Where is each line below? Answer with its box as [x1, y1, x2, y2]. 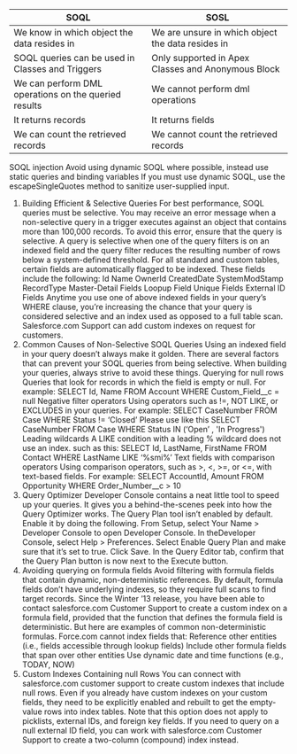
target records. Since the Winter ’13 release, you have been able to [21, 594, 265, 603]
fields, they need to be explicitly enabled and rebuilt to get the [21, 697, 248, 707]
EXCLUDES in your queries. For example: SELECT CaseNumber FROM [21, 405, 278, 416]
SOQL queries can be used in [13, 52, 135, 64]
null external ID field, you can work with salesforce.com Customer [21, 726, 263, 735]
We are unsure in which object [151, 27, 278, 38]
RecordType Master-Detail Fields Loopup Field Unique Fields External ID [21, 283, 286, 293]
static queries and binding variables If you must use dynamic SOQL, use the [9, 172, 286, 182]
